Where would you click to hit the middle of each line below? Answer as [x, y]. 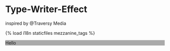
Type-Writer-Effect [46, 9]
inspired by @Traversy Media [36, 23]
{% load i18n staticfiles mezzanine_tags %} [50, 33]
